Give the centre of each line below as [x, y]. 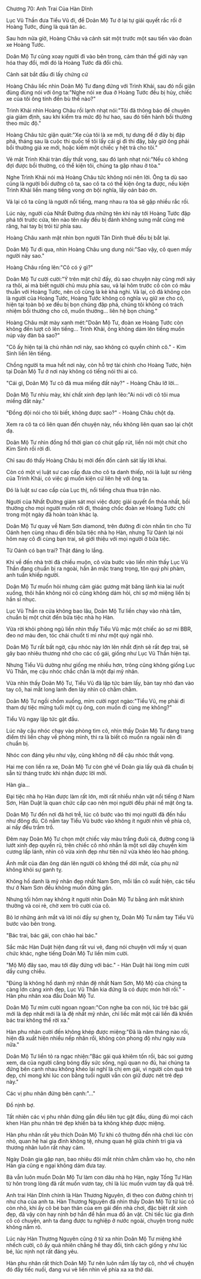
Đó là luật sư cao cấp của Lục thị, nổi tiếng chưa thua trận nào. [84, 490]
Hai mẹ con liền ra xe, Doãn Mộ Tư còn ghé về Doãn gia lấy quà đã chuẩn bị [100, 767]
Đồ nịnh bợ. [20, 1105]
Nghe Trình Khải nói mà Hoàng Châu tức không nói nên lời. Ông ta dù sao [97, 177]
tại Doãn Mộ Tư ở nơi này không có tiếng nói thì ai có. [72, 371]
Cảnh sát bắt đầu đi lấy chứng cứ [47, 74]
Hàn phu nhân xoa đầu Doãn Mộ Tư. [51, 996]
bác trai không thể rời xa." [38, 1020]
